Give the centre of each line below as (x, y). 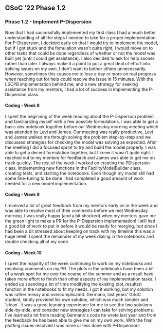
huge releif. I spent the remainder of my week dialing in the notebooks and (80, 237)
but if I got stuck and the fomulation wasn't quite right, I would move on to (79, 48)
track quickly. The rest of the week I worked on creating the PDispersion (77, 163)
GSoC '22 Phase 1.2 (35, 8)
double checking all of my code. (37, 242)
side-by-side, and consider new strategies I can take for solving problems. (80, 310)
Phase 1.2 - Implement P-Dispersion (48, 22)
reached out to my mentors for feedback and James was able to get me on (80, 158)
